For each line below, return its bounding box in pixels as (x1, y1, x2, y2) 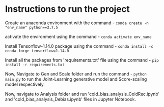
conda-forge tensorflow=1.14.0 (5, 48, 69, 53)
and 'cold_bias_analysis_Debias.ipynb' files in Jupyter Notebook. (5, 96, 136, 102)
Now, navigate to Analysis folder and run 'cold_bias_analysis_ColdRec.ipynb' (5, 91, 160, 97)
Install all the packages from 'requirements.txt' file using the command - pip (5, 57, 159, 63)
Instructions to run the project (5, 3, 130, 15)
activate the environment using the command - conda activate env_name (5, 34, 152, 39)
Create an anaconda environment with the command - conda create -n (5, 20, 149, 26)
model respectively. (5, 81, 45, 87)
